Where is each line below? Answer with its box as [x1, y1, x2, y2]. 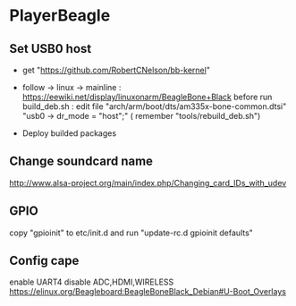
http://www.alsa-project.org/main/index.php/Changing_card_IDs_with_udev [9, 177, 287, 188]
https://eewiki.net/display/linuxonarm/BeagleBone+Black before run [21, 91, 273, 102]
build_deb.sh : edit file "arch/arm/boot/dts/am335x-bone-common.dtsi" [21, 101, 287, 112]
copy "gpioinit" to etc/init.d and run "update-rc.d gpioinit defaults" [9, 227, 253, 238]
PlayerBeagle [9, 5, 111, 26]
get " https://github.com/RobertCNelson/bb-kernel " [21, 64, 210, 75]
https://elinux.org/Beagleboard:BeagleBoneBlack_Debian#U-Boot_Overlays [9, 286, 286, 297]
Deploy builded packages [21, 128, 117, 139]
